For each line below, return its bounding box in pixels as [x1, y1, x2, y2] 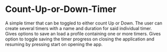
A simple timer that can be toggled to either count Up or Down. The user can [5, 20, 163, 26]
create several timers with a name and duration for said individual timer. [5, 25, 152, 31]
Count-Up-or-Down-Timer [5, 3, 117, 15]
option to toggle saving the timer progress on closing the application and [5, 36, 155, 42]
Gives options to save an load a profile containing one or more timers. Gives [5, 30, 161, 36]
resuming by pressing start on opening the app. [5, 41, 103, 47]
